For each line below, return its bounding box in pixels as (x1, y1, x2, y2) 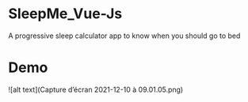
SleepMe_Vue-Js (8, 5, 123, 23)
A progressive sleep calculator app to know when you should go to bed (8, 31, 241, 40)
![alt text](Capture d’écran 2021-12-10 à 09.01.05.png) (8, 85, 184, 94)
